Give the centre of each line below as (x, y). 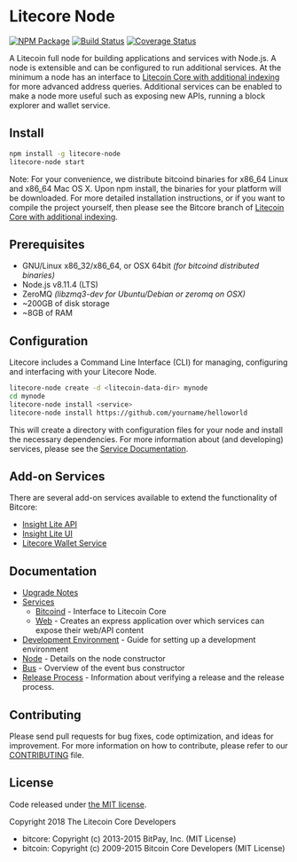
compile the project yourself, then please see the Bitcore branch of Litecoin (147, 207)
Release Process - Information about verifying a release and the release (153, 677)
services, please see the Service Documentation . (99, 448)
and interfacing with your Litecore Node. (83, 372)
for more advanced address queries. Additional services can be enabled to (145, 86)
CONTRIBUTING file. (47, 755)
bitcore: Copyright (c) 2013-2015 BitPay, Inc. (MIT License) (129, 838)
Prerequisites (47, 245)
